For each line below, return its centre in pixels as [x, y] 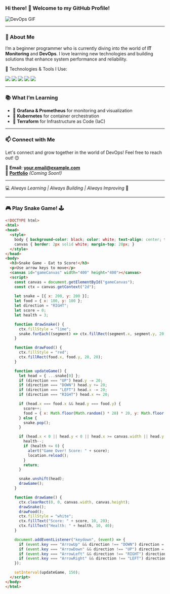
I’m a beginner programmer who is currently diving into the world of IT [78, 48]
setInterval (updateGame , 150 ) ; [47, 573]
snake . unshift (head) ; [41, 479]
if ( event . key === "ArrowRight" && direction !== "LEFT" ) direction [92, 558]
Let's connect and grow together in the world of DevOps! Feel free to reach [84, 152]
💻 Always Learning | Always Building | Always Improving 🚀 [67, 188]
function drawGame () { [38, 497]
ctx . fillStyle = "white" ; [46, 516]
